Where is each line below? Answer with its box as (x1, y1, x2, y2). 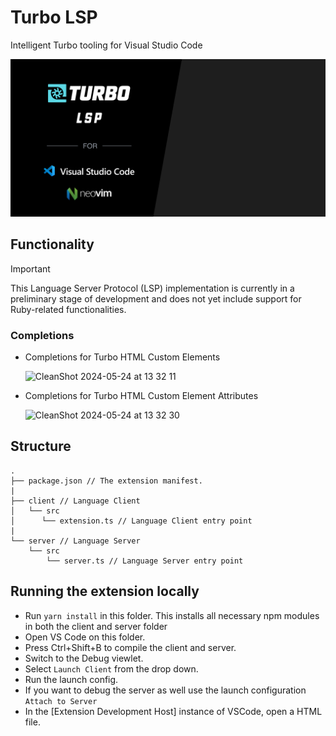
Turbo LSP (10, 6, 98, 29)
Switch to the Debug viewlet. (24, 652, 144, 664)
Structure (10, 438, 72, 455)
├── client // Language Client (10, 496, 141, 506)
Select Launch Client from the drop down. (24, 662, 199, 675)
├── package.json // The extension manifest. (10, 476, 203, 486)
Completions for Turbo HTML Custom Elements (24, 351, 221, 363)
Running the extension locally (10, 583, 200, 600)
